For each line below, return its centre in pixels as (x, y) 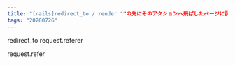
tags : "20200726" (33, 20)
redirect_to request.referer (45, 40)
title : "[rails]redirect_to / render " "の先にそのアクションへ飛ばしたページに (116, 14)
